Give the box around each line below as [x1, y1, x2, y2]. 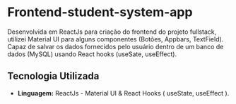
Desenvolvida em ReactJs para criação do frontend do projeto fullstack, [7, 27, 217, 36]
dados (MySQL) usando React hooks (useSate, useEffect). [7, 50, 177, 58]
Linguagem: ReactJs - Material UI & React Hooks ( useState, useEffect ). [17, 89, 230, 97]
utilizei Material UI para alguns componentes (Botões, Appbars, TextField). [7, 34, 224, 43]
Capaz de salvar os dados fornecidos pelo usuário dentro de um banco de [7, 42, 224, 51]
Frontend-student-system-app [7, 4, 193, 20]
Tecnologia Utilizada [7, 70, 100, 82]
